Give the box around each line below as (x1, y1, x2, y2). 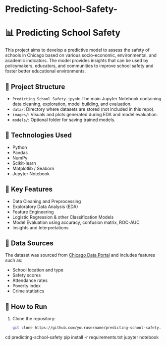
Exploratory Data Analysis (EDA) (12, 204, 78, 209)
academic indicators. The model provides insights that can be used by (5, 58, 149, 64)
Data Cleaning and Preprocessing (12, 198, 81, 204)
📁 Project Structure (5, 82, 65, 91)
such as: (5, 257, 23, 264)
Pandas (12, 149, 28, 155)
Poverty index (12, 283, 41, 289)
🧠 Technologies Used (5, 131, 72, 139)
